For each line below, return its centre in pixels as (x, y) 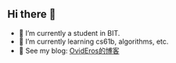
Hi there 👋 (32, 14)
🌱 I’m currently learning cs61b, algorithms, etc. (93, 41)
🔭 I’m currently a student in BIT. (69, 33)
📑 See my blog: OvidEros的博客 (69, 51)
